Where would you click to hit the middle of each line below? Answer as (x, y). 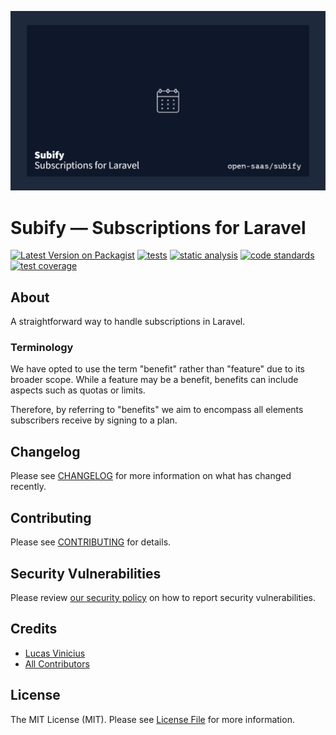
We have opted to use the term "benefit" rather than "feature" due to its (157, 369)
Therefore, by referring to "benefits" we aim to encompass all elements (157, 410)
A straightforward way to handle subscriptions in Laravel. (128, 322)
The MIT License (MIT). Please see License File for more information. (152, 719)
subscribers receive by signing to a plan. (94, 420)
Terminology (42, 348)
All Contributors (57, 663)
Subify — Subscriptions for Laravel (158, 227)
